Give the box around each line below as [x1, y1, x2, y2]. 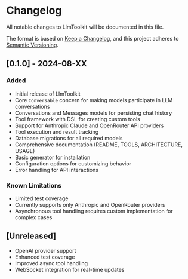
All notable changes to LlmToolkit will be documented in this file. [6, 23, 164, 30]
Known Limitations [6, 181, 62, 189]
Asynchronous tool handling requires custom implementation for [14, 207, 173, 214]
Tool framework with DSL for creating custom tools [14, 115, 140, 122]
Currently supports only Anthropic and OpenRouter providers [14, 201, 165, 208]
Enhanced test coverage [14, 253, 75, 260]
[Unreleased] [6, 231, 57, 241]
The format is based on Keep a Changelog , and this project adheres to [6, 35, 179, 42]
